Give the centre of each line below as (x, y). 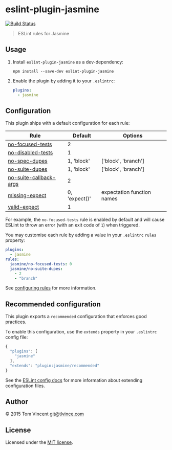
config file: (17, 337)
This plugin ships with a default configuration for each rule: (68, 123)
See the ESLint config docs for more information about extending (74, 380)
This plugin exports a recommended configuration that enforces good (76, 317)
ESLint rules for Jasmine (44, 33)
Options (133, 136)
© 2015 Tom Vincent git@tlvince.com (45, 414)
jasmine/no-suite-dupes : (36, 269)
